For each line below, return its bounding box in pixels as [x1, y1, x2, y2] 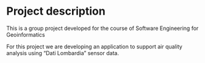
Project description [6, 4, 106, 18]
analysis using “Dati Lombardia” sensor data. [6, 49, 119, 56]
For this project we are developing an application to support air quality [6, 43, 183, 50]
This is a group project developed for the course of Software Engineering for [6, 24, 199, 32]
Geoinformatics [6, 31, 45, 38]
